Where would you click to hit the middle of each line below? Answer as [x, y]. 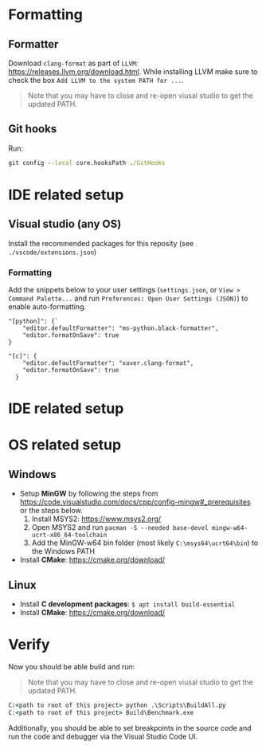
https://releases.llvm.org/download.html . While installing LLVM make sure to [133, 72]
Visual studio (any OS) [65, 224]
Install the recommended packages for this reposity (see [101, 243]
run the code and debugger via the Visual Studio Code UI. [103, 736]
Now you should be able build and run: [72, 666]
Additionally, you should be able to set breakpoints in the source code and [130, 727]
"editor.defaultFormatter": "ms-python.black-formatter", [121, 328]
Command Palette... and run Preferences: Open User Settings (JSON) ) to [128, 298]
